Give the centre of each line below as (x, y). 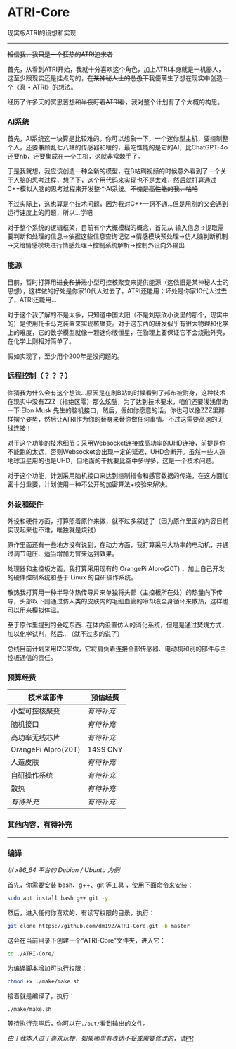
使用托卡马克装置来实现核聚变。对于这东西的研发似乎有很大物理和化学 (127, 323)
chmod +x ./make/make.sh (44, 981)
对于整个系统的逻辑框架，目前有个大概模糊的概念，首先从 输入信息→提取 (113, 228)
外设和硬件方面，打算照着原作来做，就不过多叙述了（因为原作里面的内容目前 (118, 521)
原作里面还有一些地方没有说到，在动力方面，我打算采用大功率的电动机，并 (115, 545)
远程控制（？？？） (40, 376)
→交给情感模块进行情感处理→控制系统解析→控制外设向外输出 (96, 245)
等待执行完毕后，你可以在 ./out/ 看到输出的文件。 (78, 1024)
